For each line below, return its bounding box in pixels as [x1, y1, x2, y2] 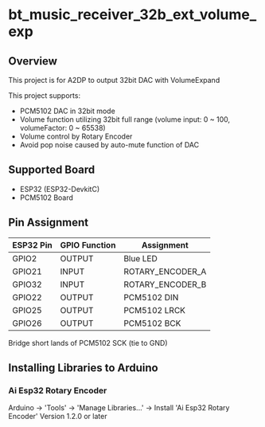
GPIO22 [12, 292, 42, 303]
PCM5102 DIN [123, 292, 179, 303]
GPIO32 [12, 279, 42, 290]
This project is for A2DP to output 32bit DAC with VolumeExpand [8, 76, 220, 84]
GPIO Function [60, 239, 116, 250]
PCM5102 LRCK [123, 304, 185, 315]
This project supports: [8, 91, 81, 100]
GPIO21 [12, 265, 42, 276]
